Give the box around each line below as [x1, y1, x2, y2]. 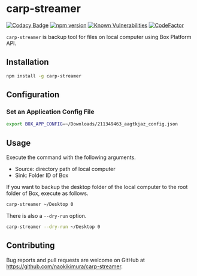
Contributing [6, 241, 55, 251]
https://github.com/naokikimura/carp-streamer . [6, 263, 123, 270]
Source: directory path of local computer [14, 166, 116, 172]
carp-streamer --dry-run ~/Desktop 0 [6, 224, 101, 230]
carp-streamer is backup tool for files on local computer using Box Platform [6, 33, 192, 40]
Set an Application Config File [6, 107, 95, 116]
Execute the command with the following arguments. [6, 154, 136, 161]
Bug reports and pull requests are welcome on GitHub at [6, 256, 146, 263]
